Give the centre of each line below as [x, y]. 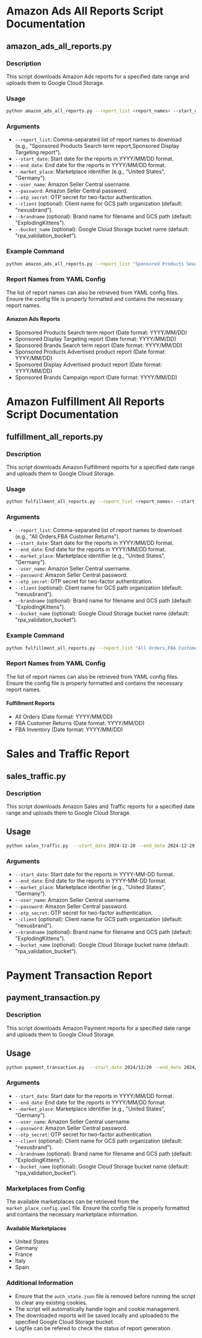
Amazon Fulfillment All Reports [85, 402]
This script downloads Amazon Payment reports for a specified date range [99, 1028]
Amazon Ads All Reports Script [85, 11]
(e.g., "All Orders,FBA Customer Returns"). [67, 537]
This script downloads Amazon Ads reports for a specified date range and [98, 76]
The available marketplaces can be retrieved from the [72, 1202]
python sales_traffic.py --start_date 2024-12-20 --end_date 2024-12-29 [101, 846]
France [24, 1254]
